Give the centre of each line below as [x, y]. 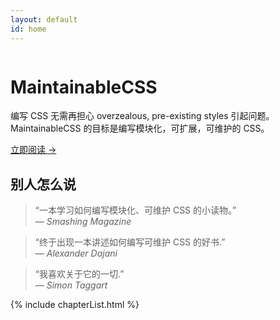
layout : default [44, 19]
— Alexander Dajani [76, 253]
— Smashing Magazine [83, 222]
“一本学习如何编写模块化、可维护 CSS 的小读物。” [135, 210]
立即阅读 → [33, 150]
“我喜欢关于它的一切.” [79, 274]
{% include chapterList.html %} [75, 305]
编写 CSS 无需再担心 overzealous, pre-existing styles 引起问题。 [142, 116]
